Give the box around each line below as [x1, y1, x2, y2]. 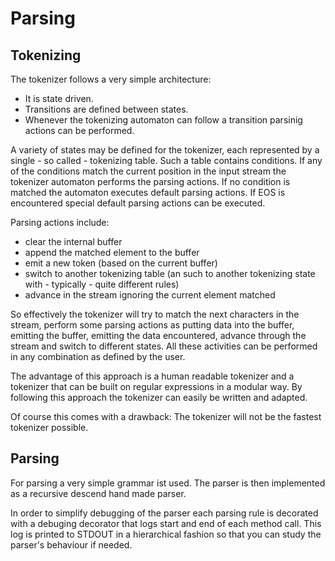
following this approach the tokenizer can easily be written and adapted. [10, 392, 308, 403]
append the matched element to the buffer [24, 247, 200, 258]
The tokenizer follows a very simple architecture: [10, 73, 212, 85]
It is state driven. [24, 93, 94, 104]
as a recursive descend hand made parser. [10, 487, 187, 499]
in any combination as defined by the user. [10, 351, 186, 362]
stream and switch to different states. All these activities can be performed [10, 340, 318, 352]
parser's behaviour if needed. [10, 538, 133, 551]
